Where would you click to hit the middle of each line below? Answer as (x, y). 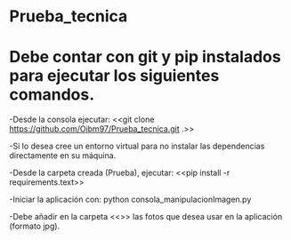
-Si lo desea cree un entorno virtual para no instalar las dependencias (137, 146)
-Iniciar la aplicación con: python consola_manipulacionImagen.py (130, 200)
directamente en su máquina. (63, 156)
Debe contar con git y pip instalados (145, 57)
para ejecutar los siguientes (114, 76)
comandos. (52, 95)
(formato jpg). (35, 226)
